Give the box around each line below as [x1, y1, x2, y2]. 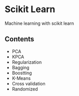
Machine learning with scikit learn [4, 20, 74, 26]
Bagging [11, 64, 29, 70]
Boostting [11, 70, 32, 76]
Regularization [11, 59, 42, 65]
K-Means [11, 75, 31, 81]
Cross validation [11, 80, 45, 86]
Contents [4, 35, 34, 43]
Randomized [11, 86, 38, 92]
